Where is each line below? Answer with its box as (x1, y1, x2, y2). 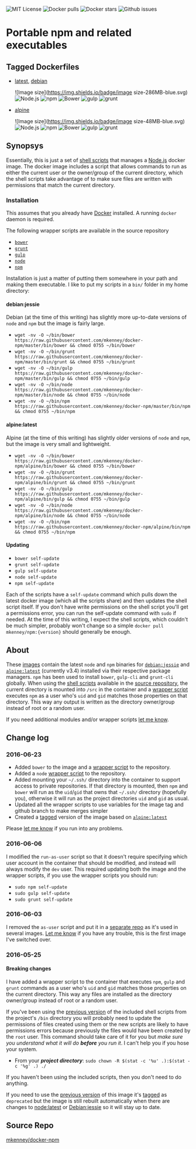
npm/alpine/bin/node (14, 512, 65, 519)
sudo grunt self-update (14, 897, 73, 903)
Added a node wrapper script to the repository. (14, 770, 127, 777)
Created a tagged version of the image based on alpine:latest (14, 813, 167, 821)
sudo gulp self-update (14, 890, 70, 896)
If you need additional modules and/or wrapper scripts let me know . (6, 716, 169, 723)
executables (6, 39, 67, 52)
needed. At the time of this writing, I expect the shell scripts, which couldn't (6, 616, 188, 623)
